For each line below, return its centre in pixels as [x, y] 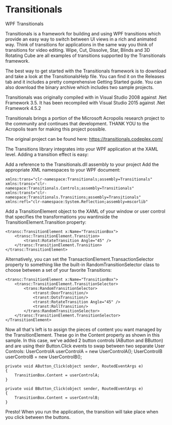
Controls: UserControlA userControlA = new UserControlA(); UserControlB [84, 351]
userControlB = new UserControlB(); [44, 357]
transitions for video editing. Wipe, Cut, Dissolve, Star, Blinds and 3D [78, 50]
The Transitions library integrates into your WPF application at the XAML [82, 149]
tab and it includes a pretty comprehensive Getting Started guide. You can [84, 82]
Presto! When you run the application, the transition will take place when [82, 412]
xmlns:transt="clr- [26, 193]
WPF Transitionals [24, 24]
